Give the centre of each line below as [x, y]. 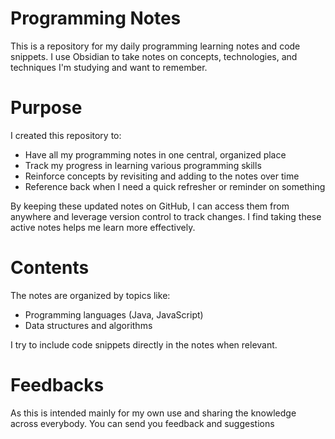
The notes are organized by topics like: [90, 295]
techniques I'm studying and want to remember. [109, 67]
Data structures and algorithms [88, 325]
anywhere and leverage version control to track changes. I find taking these [166, 216]
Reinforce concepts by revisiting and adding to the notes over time [162, 176]
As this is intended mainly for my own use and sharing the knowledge [153, 413]
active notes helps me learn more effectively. [103, 227]
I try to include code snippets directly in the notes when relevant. [144, 344]
